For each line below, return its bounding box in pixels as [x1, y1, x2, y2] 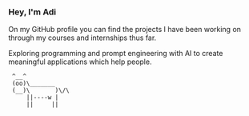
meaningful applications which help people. [8, 57, 152, 66]
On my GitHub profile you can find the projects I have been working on [8, 25, 242, 34]
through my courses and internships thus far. [8, 33, 157, 42]
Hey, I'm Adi [8, 6, 57, 18]
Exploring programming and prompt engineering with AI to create [8, 49, 223, 58]
